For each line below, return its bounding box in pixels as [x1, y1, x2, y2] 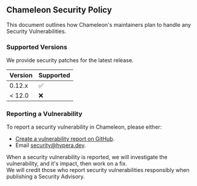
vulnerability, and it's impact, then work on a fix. [6, 160, 127, 167]
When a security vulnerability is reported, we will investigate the [6, 154, 168, 161]
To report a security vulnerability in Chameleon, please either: [6, 123, 162, 131]
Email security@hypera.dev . [15, 141, 86, 149]
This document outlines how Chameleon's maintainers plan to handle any [6, 21, 191, 28]
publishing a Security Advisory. [6, 173, 85, 181]
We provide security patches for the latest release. [6, 57, 134, 64]
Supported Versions [6, 43, 67, 51]
